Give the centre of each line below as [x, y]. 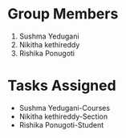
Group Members [63, 14]
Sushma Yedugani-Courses [64, 108]
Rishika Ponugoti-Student [61, 124]
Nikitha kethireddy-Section [63, 116]
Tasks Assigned [62, 86]
